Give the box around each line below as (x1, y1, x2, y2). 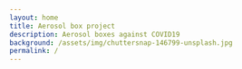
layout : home (9, 13, 59, 22)
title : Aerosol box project (9, 22, 116, 30)
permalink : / (9, 47, 59, 56)
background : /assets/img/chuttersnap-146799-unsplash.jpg (9, 38, 233, 47)
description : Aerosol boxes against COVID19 (9, 30, 180, 39)
